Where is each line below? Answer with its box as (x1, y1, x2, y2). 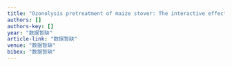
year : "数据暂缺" (7, 29, 53, 36)
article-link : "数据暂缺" (7, 36, 78, 43)
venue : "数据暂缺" (7, 42, 57, 49)
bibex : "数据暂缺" (7, 49, 57, 56)
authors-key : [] (7, 23, 54, 30)
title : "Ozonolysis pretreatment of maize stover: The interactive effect (7, 10, 227, 17)
